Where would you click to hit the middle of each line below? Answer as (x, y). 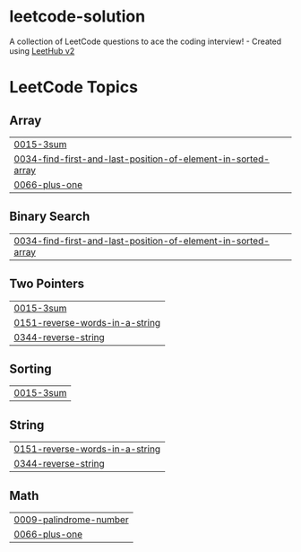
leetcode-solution (77, 17)
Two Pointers (47, 284)
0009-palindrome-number (71, 520)
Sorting (30, 368)
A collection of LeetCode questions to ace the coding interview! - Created (146, 41)
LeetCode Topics (74, 88)
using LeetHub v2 (42, 50)
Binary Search (50, 217)
